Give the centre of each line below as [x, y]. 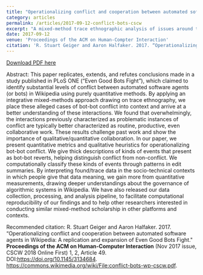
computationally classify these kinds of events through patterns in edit [94, 164]
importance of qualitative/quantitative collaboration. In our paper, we [92, 138]
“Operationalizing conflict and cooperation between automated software [96, 233]
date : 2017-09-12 [28, 34]
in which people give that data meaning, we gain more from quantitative [95, 177]
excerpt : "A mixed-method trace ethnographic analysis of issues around [100, 29]
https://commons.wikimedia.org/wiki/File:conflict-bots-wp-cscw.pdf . [92, 265]
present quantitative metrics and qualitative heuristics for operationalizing [98, 145]
